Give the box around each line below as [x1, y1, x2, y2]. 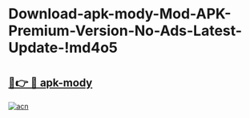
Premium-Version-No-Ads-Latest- [8, 22, 243, 40]
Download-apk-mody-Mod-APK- [8, 5, 232, 23]
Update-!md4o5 [8, 39, 118, 57]
